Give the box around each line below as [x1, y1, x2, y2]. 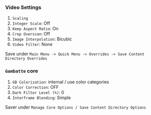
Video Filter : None [12, 41, 53, 47]
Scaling [12, 16, 28, 21]
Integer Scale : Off [12, 20, 50, 26]
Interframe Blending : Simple [12, 94, 71, 100]
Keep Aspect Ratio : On [12, 26, 59, 32]
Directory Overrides [5, 56, 48, 61]
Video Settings [5, 4, 41, 11]
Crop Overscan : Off [12, 31, 50, 37]
